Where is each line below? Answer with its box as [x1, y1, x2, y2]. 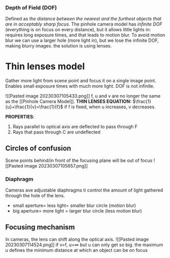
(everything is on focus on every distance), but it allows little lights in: [5, 27, 151, 33]
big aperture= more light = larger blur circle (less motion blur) [12, 208, 142, 214]
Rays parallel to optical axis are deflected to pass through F [12, 124, 138, 130]
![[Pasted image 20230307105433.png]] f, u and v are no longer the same [5, 93, 161, 99]
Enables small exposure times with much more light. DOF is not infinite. [5, 83, 155, 89]
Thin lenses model [5, 61, 85, 73]
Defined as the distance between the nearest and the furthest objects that [5, 16, 162, 22]
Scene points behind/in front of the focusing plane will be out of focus [5, 157, 153, 163]
